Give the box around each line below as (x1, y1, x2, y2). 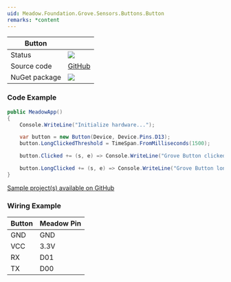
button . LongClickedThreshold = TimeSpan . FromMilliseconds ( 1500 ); (19, 140, 211, 147)
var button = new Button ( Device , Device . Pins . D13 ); (19, 133, 170, 141)
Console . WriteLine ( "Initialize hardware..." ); (19, 121, 155, 128)
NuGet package (10, 72, 62, 82)
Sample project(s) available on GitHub (7, 184, 115, 192)
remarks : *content (7, 17, 60, 23)
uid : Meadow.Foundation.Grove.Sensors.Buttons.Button (7, 10, 165, 17)
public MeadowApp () (7, 108, 63, 116)
